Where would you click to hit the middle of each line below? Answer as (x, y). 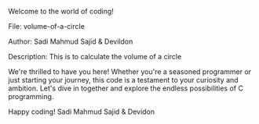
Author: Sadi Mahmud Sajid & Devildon (71, 41)
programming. (31, 96)
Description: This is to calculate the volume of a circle (95, 57)
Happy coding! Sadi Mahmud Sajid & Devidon (82, 112)
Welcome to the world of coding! (61, 11)
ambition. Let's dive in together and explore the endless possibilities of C (126, 88)
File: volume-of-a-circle (46, 26)
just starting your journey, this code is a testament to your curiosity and (123, 80)
